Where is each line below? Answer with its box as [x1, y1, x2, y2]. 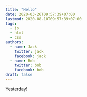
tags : [5, 21, 17, 26]
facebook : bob [14, 68, 44, 73]
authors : [5, 40, 24, 45]
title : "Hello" [5, 7, 37, 12]
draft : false [5, 72, 33, 77]
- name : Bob [10, 58, 35, 63]
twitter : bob [14, 63, 42, 68]
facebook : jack [14, 53, 46, 59]
